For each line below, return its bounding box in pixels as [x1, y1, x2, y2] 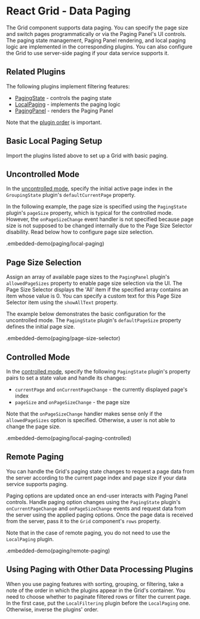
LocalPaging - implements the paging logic [14, 101, 121, 108]
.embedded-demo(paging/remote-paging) [6, 547, 110, 554]
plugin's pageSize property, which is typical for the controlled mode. [6, 210, 173, 217]
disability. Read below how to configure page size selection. [6, 229, 154, 236]
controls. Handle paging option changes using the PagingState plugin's [6, 498, 181, 505]
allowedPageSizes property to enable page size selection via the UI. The [6, 280, 183, 287]
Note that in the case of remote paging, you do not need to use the [6, 529, 171, 536]
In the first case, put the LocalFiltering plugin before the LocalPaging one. [6, 599, 190, 606]
